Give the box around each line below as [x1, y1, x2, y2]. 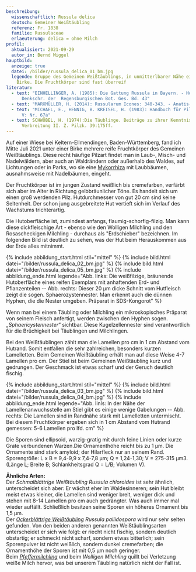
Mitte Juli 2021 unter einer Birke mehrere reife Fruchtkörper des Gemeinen [6, 145, 185, 152]
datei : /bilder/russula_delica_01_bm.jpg [11, 68, 114, 74]
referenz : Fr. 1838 [11, 25, 59, 31]
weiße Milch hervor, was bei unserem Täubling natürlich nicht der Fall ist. [6, 560, 182, 566]
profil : [6, 42, 25, 47]
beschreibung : [6, 8, 41, 15]
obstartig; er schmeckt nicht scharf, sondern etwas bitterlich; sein [6, 535, 164, 542]
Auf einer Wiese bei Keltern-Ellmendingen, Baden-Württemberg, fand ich [6, 139, 182, 146]
